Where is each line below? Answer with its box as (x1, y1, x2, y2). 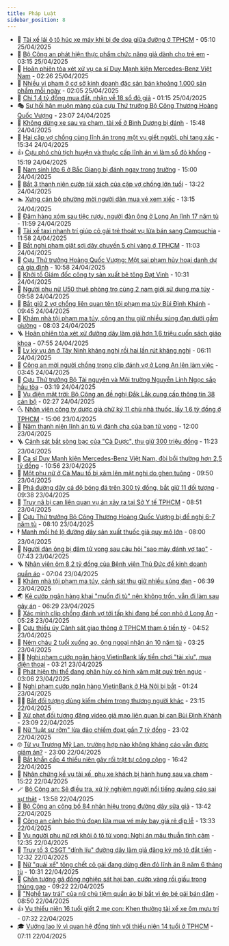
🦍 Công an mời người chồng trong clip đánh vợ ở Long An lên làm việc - (16, 361, 219, 369)
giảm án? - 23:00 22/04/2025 (16, 748, 101, 756)
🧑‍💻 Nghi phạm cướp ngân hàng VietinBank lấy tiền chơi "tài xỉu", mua (16, 652, 212, 661)
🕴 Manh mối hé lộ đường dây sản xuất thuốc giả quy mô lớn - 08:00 (16, 528, 206, 536)
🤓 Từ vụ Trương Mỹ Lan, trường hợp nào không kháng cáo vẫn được (16, 740, 208, 748)
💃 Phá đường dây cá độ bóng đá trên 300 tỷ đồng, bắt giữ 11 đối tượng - (16, 483, 219, 491)
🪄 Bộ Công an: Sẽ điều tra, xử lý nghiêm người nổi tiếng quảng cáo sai (16, 785, 217, 793)
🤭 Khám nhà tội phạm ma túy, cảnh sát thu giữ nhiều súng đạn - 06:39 (16, 577, 215, 585)
